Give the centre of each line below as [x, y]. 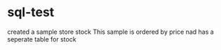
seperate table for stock [42, 39]
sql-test [31, 12]
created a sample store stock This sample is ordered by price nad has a [110, 32]
